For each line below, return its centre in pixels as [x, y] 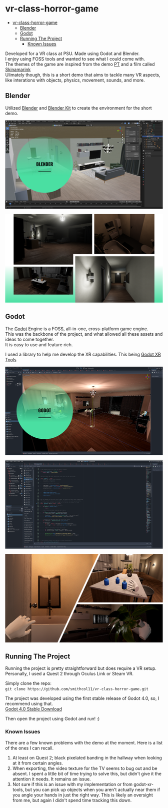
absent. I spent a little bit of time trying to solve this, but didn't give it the [87, 773]
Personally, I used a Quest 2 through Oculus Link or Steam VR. [69, 674]
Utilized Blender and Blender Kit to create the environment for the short [78, 108]
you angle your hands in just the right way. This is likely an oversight [83, 795]
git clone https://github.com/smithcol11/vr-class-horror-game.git [77, 689]
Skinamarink [18, 69]
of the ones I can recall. [29, 748]
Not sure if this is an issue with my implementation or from [72, 784]
